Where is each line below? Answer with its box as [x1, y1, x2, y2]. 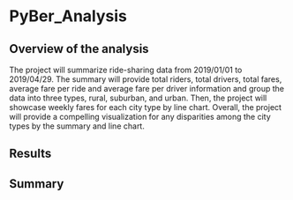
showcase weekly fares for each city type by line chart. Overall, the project [9, 102, 282, 112]
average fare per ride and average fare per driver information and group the [9, 84, 285, 93]
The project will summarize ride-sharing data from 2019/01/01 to [9, 64, 243, 75]
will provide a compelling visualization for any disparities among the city [9, 112, 271, 122]
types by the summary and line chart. [9, 121, 146, 131]
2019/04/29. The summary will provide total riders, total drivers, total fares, [9, 74, 282, 85]
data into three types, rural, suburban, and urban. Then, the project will [9, 93, 267, 103]
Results [9, 146, 52, 161]
